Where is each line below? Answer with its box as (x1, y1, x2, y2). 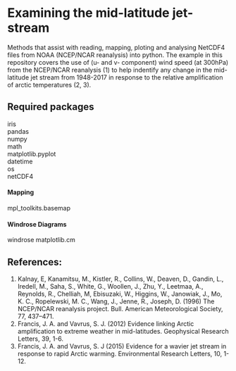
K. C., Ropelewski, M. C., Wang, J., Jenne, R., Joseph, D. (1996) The (17, 297, 215, 306)
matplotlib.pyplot (7, 149, 56, 158)
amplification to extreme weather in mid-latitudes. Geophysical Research (17, 327, 229, 335)
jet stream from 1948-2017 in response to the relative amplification (30, 73, 223, 82)
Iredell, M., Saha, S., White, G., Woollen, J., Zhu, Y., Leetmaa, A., (17, 282, 204, 290)
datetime (7, 157, 33, 165)
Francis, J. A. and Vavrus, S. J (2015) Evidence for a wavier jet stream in (17, 341, 227, 350)
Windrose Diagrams (7, 220, 67, 228)
